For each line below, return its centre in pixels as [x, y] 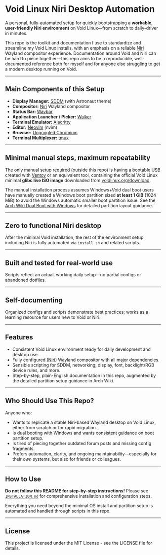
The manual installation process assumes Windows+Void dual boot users [80, 190]
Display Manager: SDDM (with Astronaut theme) [62, 101]
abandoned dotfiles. [25, 280]
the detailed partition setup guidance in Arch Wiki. [63, 380]
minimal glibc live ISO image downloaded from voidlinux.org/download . [78, 180]
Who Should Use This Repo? [50, 401]
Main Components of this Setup [55, 89]
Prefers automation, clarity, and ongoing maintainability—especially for [84, 454]
